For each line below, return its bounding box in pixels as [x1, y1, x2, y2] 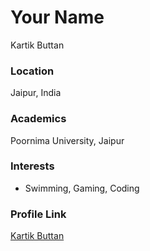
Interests [10, 159, 55, 173]
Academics [10, 112, 67, 126]
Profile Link [10, 207, 67, 221]
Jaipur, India [10, 87, 62, 99]
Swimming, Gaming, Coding [24, 182, 140, 194]
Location [10, 64, 55, 78]
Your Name [10, 6, 105, 29]
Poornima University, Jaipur [10, 134, 125, 146]
